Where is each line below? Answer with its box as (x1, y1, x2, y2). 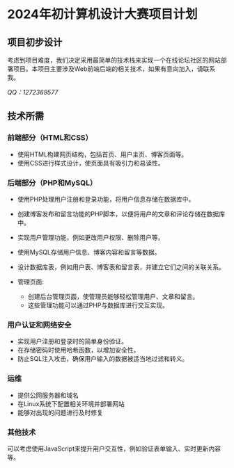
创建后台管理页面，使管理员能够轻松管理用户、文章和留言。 (27, 292, 199, 300)
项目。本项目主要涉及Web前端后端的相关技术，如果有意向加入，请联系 (13, 65, 216, 73)
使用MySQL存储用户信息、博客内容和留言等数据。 (17, 248, 161, 256)
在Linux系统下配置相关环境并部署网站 (17, 399, 125, 408)
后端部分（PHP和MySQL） (7, 178, 97, 188)
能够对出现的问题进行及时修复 (17, 408, 103, 417)
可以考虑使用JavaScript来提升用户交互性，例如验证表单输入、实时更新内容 (7, 444, 221, 453)
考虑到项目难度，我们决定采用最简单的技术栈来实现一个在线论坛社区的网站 (7, 56, 221, 64)
